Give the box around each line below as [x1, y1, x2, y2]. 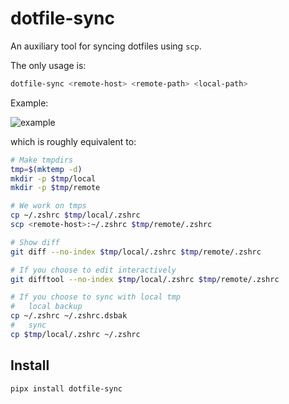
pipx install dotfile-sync [10, 383, 123, 394]
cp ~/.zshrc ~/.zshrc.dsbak [10, 311, 128, 321]
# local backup [10, 302, 83, 312]
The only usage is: [10, 59, 87, 71]
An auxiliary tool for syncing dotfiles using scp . [10, 40, 202, 52]
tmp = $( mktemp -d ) [10, 164, 83, 174]
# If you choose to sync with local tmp [10, 292, 182, 302]
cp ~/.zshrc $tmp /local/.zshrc [10, 210, 141, 221]
